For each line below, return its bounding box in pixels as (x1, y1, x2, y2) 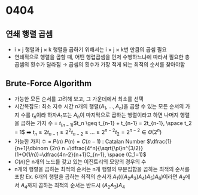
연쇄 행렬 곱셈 (5, 29, 53, 39)
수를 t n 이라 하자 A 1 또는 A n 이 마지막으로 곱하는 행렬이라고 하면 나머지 (20, 111, 179, 120)
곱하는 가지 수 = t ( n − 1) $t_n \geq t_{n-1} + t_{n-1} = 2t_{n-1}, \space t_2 (20, 120, 192, 129)
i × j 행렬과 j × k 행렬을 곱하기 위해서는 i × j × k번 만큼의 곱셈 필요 (14, 46, 167, 53)
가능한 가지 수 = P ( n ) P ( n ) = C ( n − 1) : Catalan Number (14, 138, 146, 145)
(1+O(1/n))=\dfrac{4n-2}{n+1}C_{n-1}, (14, 151, 106, 158)
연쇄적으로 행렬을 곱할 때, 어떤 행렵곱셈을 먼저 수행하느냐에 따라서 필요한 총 (14, 53, 190, 60)
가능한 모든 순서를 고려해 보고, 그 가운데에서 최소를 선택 (14, 95, 144, 102)
